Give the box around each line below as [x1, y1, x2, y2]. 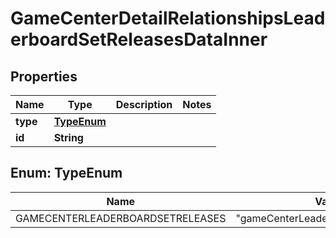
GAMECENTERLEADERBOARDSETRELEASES [15, 211, 227, 225]
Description [115, 98, 173, 111]
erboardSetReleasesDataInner [10, 28, 268, 51]
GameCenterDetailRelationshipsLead [10, 7, 326, 30]
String [53, 131, 84, 144]
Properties [10, 68, 78, 85]
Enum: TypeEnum [10, 165, 123, 182]
